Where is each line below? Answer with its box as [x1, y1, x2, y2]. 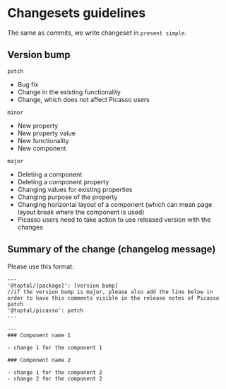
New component [17, 144, 66, 152]
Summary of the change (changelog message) [7, 243, 216, 256]
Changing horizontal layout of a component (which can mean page [17, 200, 213, 208]
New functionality [17, 136, 69, 145]
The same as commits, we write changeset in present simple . [7, 28, 187, 37]
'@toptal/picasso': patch [7, 307, 83, 314]
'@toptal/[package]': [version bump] [7, 282, 119, 289]
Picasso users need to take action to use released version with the [17, 215, 211, 224]
